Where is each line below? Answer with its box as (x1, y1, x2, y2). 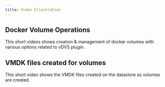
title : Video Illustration (5, 7, 61, 12)
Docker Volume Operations (5, 26, 91, 34)
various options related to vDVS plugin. (5, 44, 85, 50)
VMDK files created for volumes (5, 58, 106, 67)
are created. (5, 77, 30, 83)
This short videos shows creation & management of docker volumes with (5, 39, 154, 45)
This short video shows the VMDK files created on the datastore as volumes (5, 72, 161, 78)
